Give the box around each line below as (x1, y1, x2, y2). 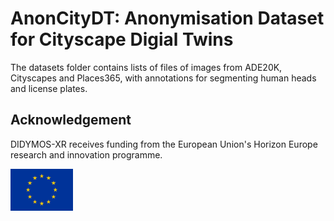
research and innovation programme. (10, 148, 163, 161)
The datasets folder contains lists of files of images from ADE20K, (10, 61, 283, 73)
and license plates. (10, 82, 88, 94)
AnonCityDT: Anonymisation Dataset (10, 7, 325, 30)
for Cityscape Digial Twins (10, 28, 234, 51)
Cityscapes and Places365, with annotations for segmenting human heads (10, 72, 317, 84)
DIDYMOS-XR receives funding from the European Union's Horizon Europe (10, 138, 318, 150)
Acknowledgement (10, 112, 132, 129)
